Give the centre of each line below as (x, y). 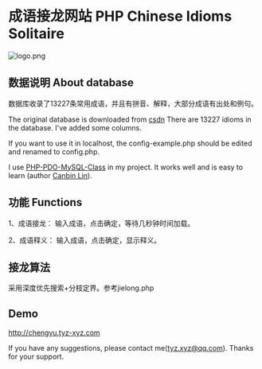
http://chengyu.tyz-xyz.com (55, 333)
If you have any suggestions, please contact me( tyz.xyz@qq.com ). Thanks (131, 348)
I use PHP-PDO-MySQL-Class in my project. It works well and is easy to (126, 167)
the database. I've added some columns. (75, 127)
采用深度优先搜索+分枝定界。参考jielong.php (81, 288)
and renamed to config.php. (54, 151)
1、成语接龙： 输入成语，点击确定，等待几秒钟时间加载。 (102, 223)
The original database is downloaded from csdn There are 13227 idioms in (130, 119)
